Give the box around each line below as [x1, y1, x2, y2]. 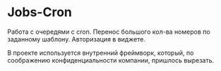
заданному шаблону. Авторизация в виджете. [7, 34, 146, 43]
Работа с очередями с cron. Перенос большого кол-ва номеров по [7, 27, 210, 36]
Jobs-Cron [7, 4, 73, 20]
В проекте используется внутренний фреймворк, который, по [7, 49, 194, 57]
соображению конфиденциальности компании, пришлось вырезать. [7, 56, 215, 64]
